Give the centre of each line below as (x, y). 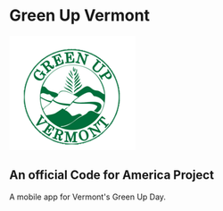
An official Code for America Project (111, 175)
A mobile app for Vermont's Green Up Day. (88, 197)
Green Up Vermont (79, 16)
